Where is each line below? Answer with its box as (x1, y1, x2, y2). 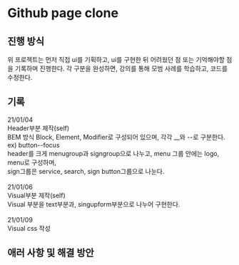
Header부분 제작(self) (7, 123, 70, 132)
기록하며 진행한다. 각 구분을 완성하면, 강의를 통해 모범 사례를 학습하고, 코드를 (14, 64, 228, 73)
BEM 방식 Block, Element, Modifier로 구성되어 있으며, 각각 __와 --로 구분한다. (7, 132, 226, 141)
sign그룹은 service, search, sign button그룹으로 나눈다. (7, 167, 165, 175)
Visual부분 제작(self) (7, 191, 66, 199)
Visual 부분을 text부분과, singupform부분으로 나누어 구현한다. (7, 199, 180, 208)
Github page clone (7, 5, 119, 21)
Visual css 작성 (7, 224, 51, 232)
